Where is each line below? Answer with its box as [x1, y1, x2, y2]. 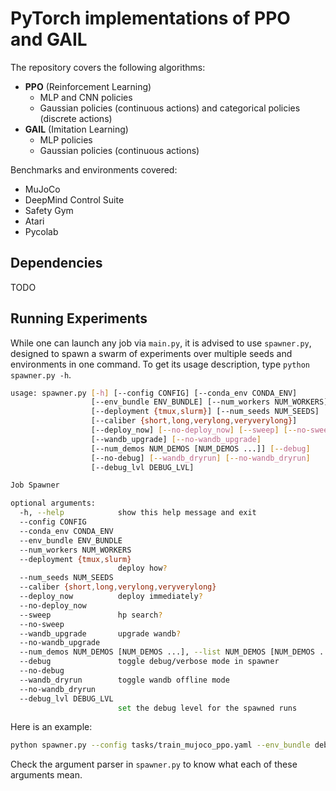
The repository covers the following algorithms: [10, 61, 206, 73]
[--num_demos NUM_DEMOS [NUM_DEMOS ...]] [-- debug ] [90, 443, 311, 454]
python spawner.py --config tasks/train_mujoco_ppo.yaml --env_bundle [10, 740, 311, 751]
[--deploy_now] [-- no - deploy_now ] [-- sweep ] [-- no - [90, 425, 311, 436]
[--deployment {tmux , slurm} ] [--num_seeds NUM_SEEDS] [90, 407, 320, 417]
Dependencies [10, 255, 103, 272]
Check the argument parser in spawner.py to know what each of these [10, 758, 298, 771]
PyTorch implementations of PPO [10, 7, 291, 30]
